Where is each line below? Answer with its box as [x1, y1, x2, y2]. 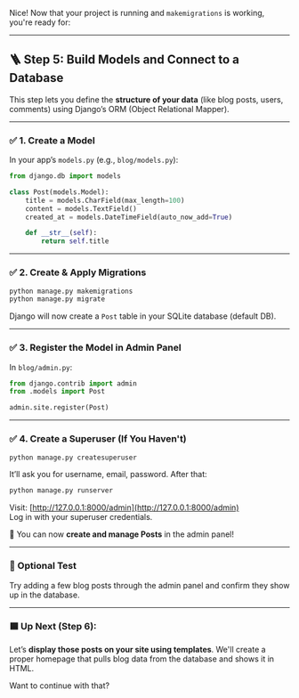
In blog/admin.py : [9, 361, 73, 372]
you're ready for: [9, 17, 71, 28]
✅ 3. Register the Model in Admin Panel [9, 342, 182, 354]
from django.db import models [9, 172, 122, 181]
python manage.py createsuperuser [9, 453, 138, 462]
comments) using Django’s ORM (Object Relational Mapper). [9, 103, 230, 114]
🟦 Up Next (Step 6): [9, 621, 97, 633]
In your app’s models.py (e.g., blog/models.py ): [9, 155, 179, 166]
